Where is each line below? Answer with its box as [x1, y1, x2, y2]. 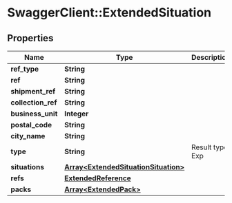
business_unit [10, 109, 58, 118]
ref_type [10, 64, 39, 74]
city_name [10, 131, 46, 140]
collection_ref [10, 98, 57, 107]
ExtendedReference [64, 173, 131, 183]
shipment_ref [10, 87, 56, 96]
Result [191, 142, 212, 152]
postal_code [10, 120, 52, 129]
